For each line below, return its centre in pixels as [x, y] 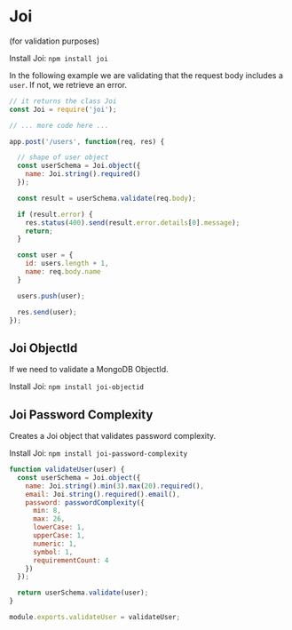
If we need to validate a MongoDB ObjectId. [89, 370]
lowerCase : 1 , [59, 527]
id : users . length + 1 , [67, 264]
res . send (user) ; [47, 312]
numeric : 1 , [55, 544]
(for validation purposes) [55, 41]
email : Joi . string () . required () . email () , [103, 494]
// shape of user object [63, 157]
